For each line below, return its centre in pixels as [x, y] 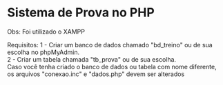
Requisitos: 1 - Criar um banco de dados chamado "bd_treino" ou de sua [110, 45]
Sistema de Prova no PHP [81, 13]
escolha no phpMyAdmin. [43, 52]
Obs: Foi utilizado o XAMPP [46, 32]
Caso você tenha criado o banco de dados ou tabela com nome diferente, [112, 66]
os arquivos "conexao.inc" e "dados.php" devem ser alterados [96, 74]
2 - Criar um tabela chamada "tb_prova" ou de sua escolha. [92, 59]
